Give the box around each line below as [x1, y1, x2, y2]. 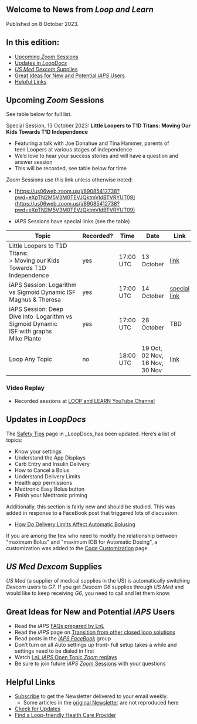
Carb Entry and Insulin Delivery [14, 460, 90, 467]
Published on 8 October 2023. [6, 20, 79, 27]
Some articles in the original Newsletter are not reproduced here [23, 699, 179, 706]
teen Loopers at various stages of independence [14, 146, 133, 153]
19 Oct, [141, 344, 162, 352]
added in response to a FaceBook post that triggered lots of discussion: [6, 509, 179, 516]
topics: [6, 436, 23, 444]
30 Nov [141, 366, 162, 375]
